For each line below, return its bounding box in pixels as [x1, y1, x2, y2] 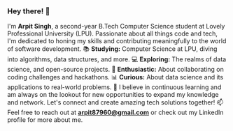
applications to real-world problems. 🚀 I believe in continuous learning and [7, 83, 222, 91]
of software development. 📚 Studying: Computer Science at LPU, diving [7, 45, 218, 53]
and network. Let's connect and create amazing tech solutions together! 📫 [7, 98, 224, 107]
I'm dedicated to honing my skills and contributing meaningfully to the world [7, 37, 227, 45]
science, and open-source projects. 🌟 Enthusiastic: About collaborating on [7, 65, 224, 74]
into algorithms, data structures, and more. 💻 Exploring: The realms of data [7, 55, 227, 63]
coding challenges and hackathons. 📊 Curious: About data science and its [7, 73, 224, 82]
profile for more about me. [7, 116, 83, 124]
